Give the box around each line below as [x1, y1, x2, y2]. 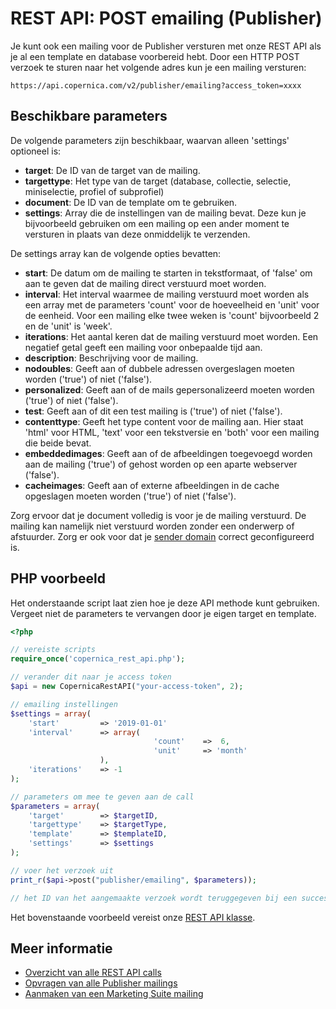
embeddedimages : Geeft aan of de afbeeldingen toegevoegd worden [24, 447, 313, 459]
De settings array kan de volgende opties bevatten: [10, 247, 222, 259]
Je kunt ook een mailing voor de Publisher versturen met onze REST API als [10, 40, 322, 52]
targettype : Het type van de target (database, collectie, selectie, [24, 175, 292, 187]
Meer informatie [10, 940, 113, 957]
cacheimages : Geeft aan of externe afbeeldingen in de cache [24, 479, 280, 491]
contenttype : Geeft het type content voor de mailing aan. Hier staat [24, 415, 304, 427]
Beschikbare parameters [10, 108, 168, 125]
